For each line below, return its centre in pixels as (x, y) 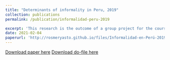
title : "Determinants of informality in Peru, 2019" (62, 10)
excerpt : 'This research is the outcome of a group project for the (79, 28)
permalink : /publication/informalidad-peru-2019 (57, 19)
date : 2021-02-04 (24, 33)
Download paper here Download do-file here (52, 52)
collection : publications (32, 15)
